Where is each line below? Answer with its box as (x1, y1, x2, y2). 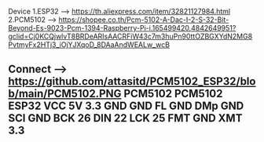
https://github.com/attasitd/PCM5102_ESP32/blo (8, 75, 256, 89)
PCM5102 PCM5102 (123, 87, 223, 100)
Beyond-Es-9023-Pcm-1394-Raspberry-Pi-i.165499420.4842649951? (8, 24, 236, 32)
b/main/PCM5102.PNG (8, 87, 122, 100)
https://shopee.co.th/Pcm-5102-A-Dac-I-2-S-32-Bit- (58, 15, 229, 24)
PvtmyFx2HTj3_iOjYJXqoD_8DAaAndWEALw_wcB (8, 40, 170, 49)
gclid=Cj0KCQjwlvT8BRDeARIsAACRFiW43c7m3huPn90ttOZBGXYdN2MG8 (8, 31, 253, 41)
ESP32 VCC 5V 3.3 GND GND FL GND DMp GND (8, 100, 244, 113)
